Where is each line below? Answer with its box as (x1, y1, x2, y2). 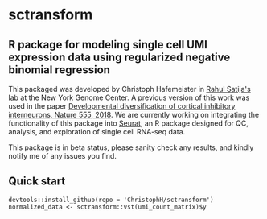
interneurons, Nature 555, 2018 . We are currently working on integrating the (8, 110, 260, 119)
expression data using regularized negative (8, 50, 231, 64)
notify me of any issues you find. (8, 151, 117, 160)
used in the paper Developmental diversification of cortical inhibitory (8, 101, 236, 110)
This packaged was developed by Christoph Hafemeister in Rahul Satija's (8, 85, 251, 93)
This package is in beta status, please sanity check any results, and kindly (8, 143, 254, 152)
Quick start (8, 175, 66, 188)
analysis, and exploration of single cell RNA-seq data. (8, 127, 186, 136)
